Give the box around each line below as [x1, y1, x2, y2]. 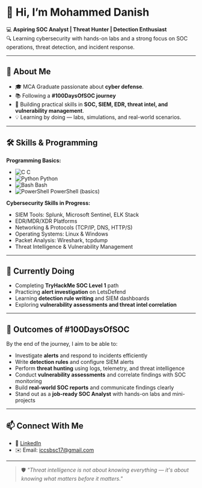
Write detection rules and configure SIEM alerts [14, 358, 134, 366]
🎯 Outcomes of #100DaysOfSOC [6, 324, 130, 334]
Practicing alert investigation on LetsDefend [14, 289, 126, 296]
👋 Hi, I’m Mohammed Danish [6, 5, 150, 19]
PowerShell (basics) [50, 187, 100, 195]
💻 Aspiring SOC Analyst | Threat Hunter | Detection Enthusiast [6, 25, 167, 33]
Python [40, 175, 58, 182]
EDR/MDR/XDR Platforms [14, 217, 78, 225]
